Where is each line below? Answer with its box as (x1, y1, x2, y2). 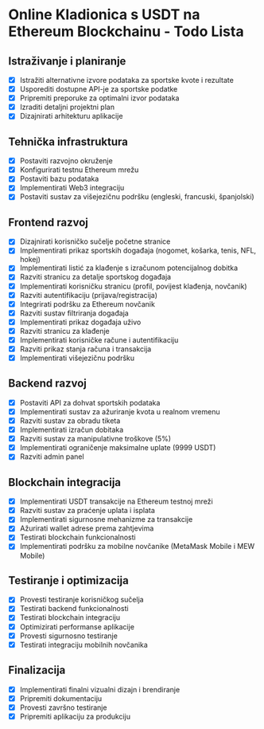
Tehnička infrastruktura (8, 135, 129, 148)
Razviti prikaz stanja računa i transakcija (19, 344, 152, 354)
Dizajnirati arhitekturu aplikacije (19, 112, 123, 121)
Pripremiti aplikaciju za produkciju (19, 711, 131, 721)
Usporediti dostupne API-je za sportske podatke (19, 84, 178, 94)
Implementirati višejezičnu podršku (19, 353, 135, 363)
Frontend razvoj (8, 215, 89, 229)
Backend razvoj (8, 377, 87, 390)
